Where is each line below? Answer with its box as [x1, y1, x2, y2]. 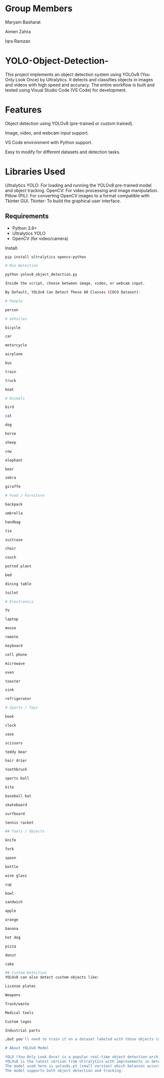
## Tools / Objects [5, 829, 45, 834]
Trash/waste [5, 1001, 29, 1006]
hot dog [5, 935, 21, 940]
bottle [5, 864, 19, 869]
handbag [5, 520, 21, 525]
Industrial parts [5, 1028, 41, 1033]
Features [5, 104, 42, 116]
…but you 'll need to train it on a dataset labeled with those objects [5, 1037, 154, 1042]
